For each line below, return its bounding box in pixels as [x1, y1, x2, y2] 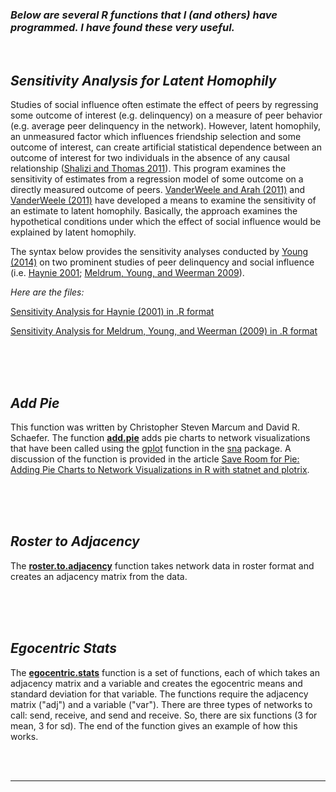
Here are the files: [10, 286, 85, 298]
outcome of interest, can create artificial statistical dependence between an [10, 141, 322, 153]
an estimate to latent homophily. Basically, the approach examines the [10, 205, 298, 217]
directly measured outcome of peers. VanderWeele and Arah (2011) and [10, 184, 305, 196]
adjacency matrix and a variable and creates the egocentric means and [10, 677, 303, 689]
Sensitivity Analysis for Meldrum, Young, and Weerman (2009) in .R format [10, 325, 318, 337]
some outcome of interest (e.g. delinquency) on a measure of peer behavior [10, 109, 323, 122]
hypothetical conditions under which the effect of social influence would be [10, 216, 322, 228]
